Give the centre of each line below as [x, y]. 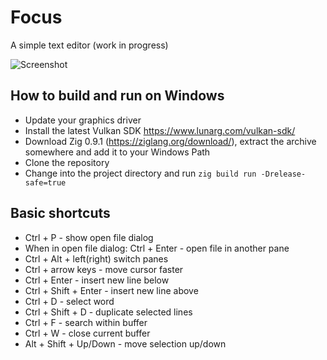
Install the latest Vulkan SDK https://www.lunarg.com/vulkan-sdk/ [160, 130]
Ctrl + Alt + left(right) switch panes [96, 258]
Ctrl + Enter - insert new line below [97, 280]
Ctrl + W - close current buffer [87, 333]
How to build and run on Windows [117, 96]
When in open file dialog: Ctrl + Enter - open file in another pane [157, 248]
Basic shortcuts [60, 213]
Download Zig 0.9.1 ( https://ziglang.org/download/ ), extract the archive [170, 141]
